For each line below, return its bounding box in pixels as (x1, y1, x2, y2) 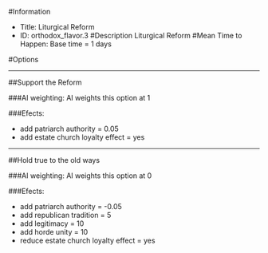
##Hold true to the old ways (8, 156, 100, 164)
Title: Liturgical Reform (19, 22, 95, 31)
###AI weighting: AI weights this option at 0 (8, 171, 152, 180)
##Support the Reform (8, 77, 82, 87)
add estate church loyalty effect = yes (19, 132, 145, 142)
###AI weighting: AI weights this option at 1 (8, 93, 151, 102)
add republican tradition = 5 (19, 211, 112, 219)
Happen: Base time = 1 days (19, 39, 112, 49)
